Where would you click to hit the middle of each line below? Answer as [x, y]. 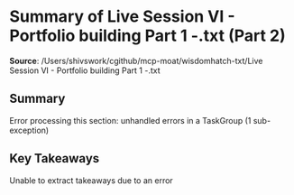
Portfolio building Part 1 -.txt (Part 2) [147, 36]
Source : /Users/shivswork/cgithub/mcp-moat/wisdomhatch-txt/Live [136, 60]
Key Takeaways [55, 158]
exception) [29, 130]
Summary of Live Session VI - [123, 17]
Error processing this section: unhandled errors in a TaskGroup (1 [130, 120]
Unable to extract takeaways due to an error [91, 180]
